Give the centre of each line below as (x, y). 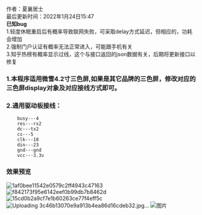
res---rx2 (30, 124)
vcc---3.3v (31, 156)
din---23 (28, 145)
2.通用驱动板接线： (34, 106)
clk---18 (28, 140)
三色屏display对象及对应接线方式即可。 (64, 88)
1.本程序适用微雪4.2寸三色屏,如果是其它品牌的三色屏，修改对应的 (101, 79)
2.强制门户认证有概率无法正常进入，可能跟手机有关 (69, 47)
